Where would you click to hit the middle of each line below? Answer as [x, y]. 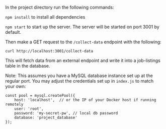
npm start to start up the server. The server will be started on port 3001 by [82, 27]
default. [13, 32]
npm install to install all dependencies [45, 17]
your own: [16, 86]
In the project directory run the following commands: [60, 7]
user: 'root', [29, 109]
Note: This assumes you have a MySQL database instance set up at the [79, 76]
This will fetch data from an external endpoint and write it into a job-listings [83, 60]
